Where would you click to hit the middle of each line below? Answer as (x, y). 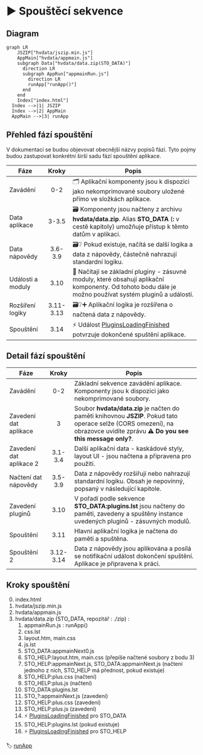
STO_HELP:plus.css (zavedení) (62, 703)
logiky (18, 313)
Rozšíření (22, 305)
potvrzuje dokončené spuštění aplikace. (129, 334)
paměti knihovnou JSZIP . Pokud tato (126, 416)
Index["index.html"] (43, 101)
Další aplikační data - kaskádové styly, (129, 448)
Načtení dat (26, 477)
